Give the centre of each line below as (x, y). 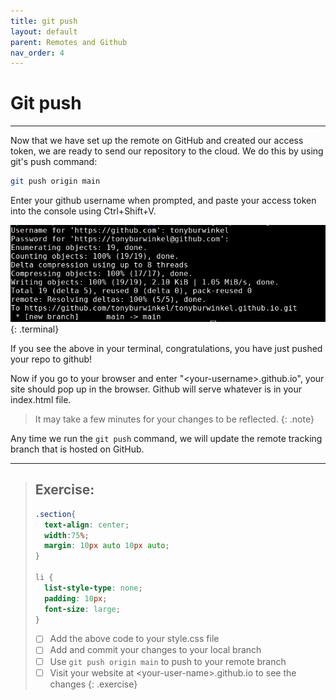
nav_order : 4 (37, 53)
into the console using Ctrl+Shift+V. (83, 211)
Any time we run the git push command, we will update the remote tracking (166, 438)
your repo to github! (51, 359)
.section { (55, 514)
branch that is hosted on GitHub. (77, 449)
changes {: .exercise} (93, 684)
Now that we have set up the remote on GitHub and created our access (157, 141)
